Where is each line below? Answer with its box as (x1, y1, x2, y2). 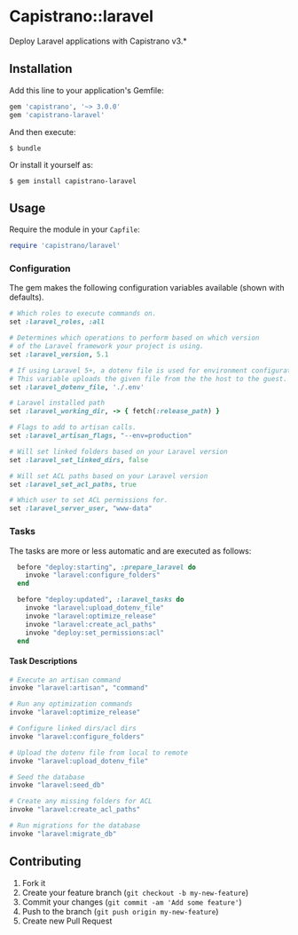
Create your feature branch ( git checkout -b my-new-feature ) (21, 887, 249, 898)
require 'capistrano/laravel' (9, 242, 122, 251)
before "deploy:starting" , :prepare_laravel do (17, 563, 197, 571)
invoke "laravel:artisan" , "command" (9, 683, 149, 692)
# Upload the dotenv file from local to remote (9, 748, 189, 757)
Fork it (21, 877, 46, 888)
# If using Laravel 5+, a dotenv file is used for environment (9, 366, 248, 375)
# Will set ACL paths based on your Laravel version (9, 471, 208, 481)
